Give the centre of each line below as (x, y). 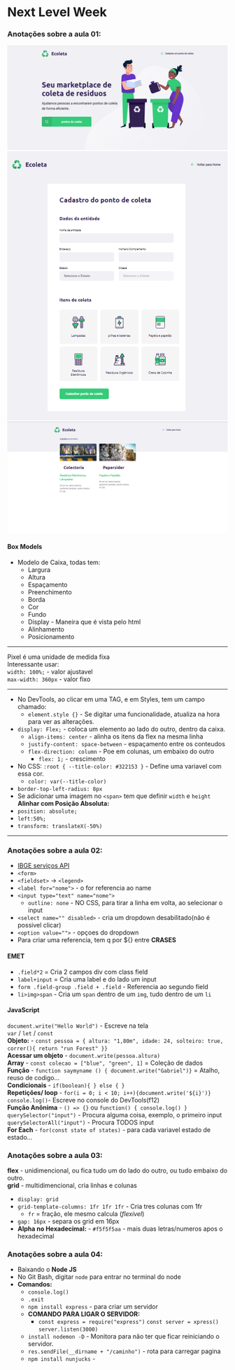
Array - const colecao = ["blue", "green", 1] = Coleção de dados (105, 1063)
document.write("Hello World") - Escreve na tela (78, 1026)
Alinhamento (46, 629)
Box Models (25, 547)
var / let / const (30, 1033)
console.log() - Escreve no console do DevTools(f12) (83, 1100)
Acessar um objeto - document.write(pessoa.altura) (84, 1055)
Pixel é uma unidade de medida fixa (59, 657)
